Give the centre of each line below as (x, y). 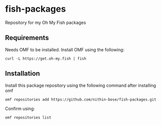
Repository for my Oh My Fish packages (46, 22)
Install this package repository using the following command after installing (81, 85)
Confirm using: (20, 108)
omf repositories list (28, 117)
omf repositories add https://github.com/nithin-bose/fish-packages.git (81, 99)
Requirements (27, 38)
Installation (23, 73)
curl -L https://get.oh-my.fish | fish (46, 59)
